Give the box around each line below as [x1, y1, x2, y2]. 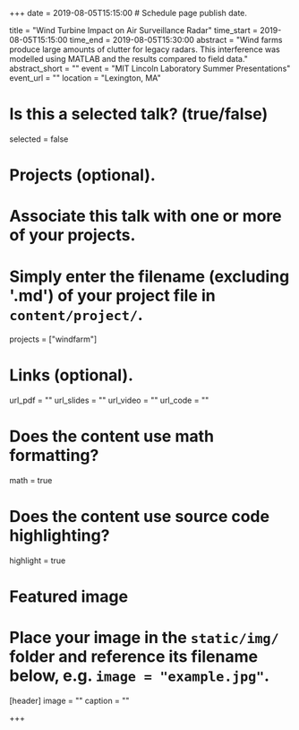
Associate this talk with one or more [9, 206, 282, 227]
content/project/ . [9, 304, 143, 325]
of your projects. [9, 225, 136, 246]
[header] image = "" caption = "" [9, 695, 130, 707]
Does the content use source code [9, 507, 270, 527]
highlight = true [9, 555, 66, 566]
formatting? [9, 446, 99, 465]
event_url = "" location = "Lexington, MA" [9, 73, 161, 83]
